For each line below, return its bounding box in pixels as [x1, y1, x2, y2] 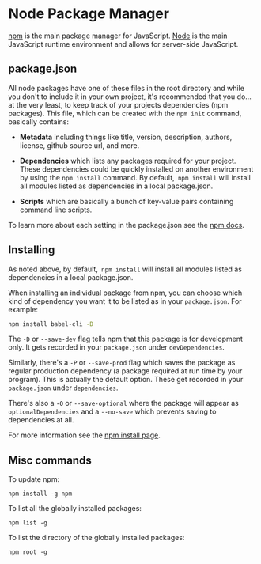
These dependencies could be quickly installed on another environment [19, 164, 254, 174]
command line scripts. [19, 205, 93, 214]
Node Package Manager [8, 5, 170, 23]
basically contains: [8, 116, 70, 127]
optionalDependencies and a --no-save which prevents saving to [8, 407, 217, 416]
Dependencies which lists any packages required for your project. [19, 156, 236, 165]
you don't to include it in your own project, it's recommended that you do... [8, 92, 252, 101]
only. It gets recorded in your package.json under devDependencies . [8, 343, 225, 352]
